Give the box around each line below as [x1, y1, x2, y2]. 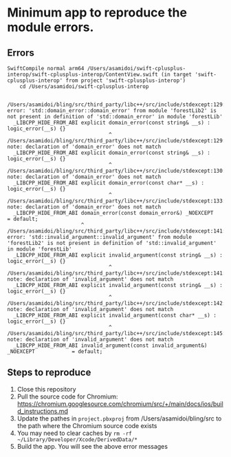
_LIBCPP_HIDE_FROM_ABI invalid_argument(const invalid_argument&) [13, 342, 208, 349]
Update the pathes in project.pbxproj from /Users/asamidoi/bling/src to [16, 414, 222, 423]
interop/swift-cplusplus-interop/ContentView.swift [7, 71, 158, 78]
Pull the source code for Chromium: [16, 392, 118, 401]
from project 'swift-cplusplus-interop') [65, 77, 186, 84]
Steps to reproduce [7, 367, 91, 379]
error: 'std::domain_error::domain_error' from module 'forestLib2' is [7, 107, 217, 114]
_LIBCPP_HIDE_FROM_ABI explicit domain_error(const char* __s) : [13, 180, 205, 187]
